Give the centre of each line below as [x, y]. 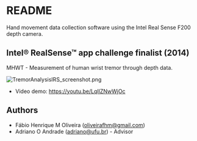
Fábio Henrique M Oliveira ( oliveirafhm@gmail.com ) [80, 125]
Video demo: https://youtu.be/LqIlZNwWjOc [70, 91]
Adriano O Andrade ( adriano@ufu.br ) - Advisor [74, 131]
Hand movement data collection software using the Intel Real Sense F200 [99, 27]
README [29, 11]
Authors [22, 110]
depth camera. [25, 33]
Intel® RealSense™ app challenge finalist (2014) [98, 53]
